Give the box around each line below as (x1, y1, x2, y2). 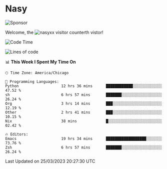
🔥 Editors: (5, 131, 28, 137)
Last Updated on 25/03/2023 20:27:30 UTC (5, 158, 95, 164)
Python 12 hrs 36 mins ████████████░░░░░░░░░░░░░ (5, 83, 162, 88)
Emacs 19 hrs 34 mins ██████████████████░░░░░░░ (5, 136, 162, 141)
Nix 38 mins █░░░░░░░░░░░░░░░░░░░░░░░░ (5, 118, 162, 123)
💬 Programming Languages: (5, 79, 59, 84)
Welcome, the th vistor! (5, 29, 103, 35)
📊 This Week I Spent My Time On (5, 59, 76, 65)
